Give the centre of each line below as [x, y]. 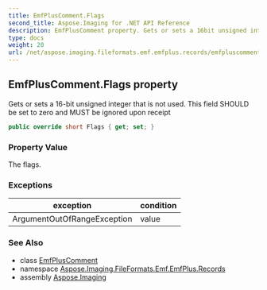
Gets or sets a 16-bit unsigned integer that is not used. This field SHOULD [129, 103]
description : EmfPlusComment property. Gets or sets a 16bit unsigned [128, 30]
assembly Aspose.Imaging [63, 277]
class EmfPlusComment [58, 260]
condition [159, 206]
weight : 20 [26, 45]
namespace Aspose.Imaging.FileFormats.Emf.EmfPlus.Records [122, 269]
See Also [26, 243]
